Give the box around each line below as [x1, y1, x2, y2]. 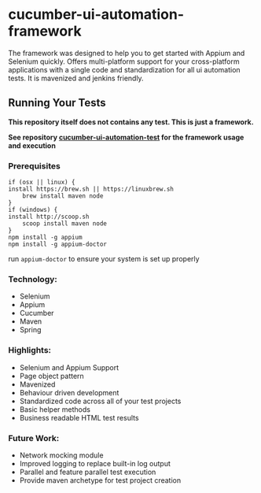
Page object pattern [19, 371, 84, 380]
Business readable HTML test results [19, 413, 139, 422]
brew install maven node [22, 192, 104, 200]
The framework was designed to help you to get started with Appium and [8, 48, 245, 57]
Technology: [8, 273, 57, 284]
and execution [8, 140, 57, 150]
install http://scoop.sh [8, 213, 90, 221]
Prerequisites [8, 160, 61, 171]
